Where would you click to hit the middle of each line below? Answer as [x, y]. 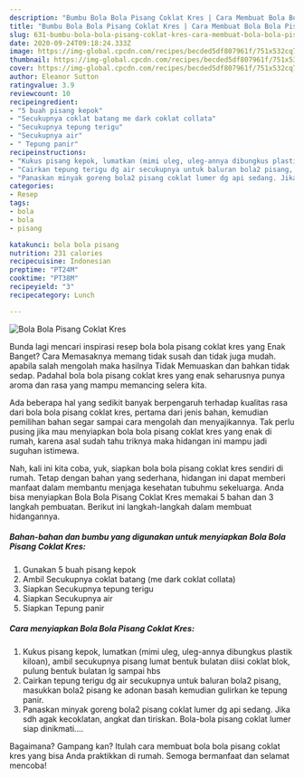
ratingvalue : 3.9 [42, 85]
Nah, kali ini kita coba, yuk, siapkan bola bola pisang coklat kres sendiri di [146, 468]
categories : [32, 187]
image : [22, 52]
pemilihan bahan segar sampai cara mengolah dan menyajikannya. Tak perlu [152, 421]
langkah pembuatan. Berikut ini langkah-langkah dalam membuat [131, 506]
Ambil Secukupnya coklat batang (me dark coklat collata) [129, 579]
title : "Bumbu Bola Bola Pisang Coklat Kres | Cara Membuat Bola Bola [145, 26]
